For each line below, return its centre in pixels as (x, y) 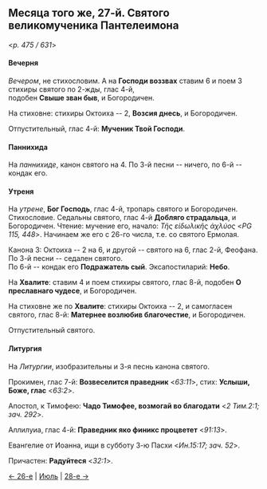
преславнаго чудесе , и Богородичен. (73, 291)
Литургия (25, 349)
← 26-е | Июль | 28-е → (49, 476)
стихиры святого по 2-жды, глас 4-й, (72, 89)
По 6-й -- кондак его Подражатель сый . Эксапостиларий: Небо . (119, 267)
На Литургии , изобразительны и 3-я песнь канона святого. (109, 366)
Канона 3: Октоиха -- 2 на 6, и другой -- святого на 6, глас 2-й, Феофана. (133, 250)
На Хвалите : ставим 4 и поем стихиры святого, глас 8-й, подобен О (125, 282)
